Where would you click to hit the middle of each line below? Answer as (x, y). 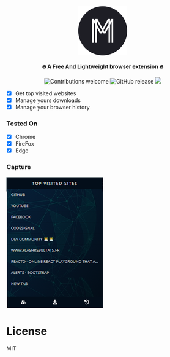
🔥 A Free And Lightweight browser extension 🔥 (103, 66)
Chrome (25, 137)
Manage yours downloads (48, 100)
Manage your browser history (52, 107)
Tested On (22, 124)
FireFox (25, 144)
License (27, 331)
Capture (19, 167)
